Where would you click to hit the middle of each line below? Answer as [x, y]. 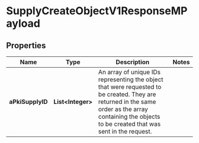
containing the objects [129, 117]
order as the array [123, 109]
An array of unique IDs [129, 72]
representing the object [131, 80]
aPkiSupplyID [29, 102]
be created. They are [127, 94]
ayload [23, 23]
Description [133, 62]
